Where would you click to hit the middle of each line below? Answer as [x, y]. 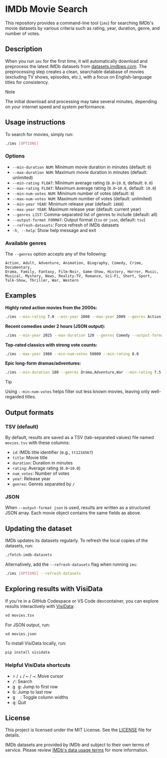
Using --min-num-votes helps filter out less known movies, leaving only [78, 391]
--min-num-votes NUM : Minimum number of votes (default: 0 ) [73, 193]
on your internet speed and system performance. [55, 107]
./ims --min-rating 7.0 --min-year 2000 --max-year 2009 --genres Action [83, 316]
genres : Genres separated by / [43, 484]
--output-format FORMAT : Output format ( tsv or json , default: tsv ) [79, 220]
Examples [21, 296]
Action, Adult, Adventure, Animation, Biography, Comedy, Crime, [74, 263]
